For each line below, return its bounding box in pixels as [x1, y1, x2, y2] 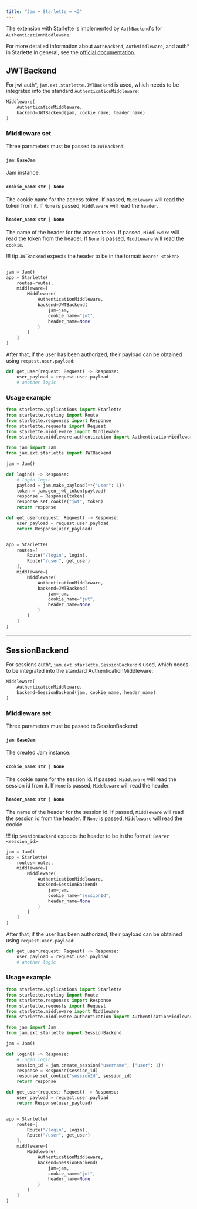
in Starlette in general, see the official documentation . [6, 48, 136, 56]
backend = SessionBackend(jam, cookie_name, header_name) [16, 690, 157, 696]
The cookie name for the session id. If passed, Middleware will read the [6, 775, 177, 783]
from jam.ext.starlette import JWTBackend [6, 450, 111, 456]
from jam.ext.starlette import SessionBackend [6, 1030, 122, 1036]
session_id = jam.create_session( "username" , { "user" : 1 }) [16, 1062, 164, 1068]
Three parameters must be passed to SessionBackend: [6, 722, 139, 730]
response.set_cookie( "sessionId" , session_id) [16, 1073, 133, 1079]
